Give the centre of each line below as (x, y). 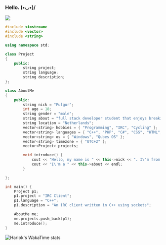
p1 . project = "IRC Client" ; (43, 196)
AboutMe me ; (26, 214)
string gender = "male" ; (48, 114)
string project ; (40, 68)
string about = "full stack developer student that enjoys (85, 119)
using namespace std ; (27, 45)
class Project (20, 54)
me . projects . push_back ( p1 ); (43, 219)
